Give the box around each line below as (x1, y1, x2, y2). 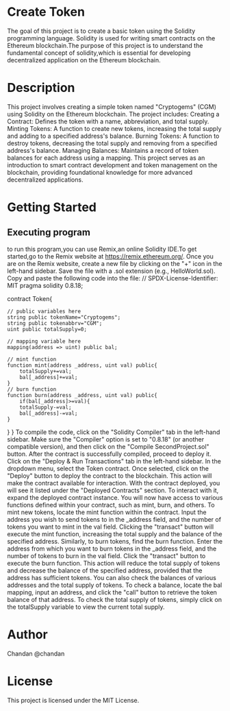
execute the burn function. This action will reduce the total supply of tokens (7, 559, 220, 567)
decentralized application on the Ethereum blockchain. (7, 56, 161, 64)
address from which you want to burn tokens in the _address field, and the (7, 544, 217, 553)
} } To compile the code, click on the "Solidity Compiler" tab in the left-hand (7, 428, 220, 436)
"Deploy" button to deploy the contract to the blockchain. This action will (7, 471, 212, 480)
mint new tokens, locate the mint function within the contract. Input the (7, 508, 207, 516)
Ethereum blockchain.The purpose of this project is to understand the (7, 41, 203, 49)
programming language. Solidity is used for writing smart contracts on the (7, 34, 216, 42)
